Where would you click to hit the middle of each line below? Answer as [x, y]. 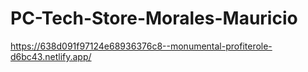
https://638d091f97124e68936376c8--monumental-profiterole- [141, 46]
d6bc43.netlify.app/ [51, 56]
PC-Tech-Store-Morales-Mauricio [154, 18]
